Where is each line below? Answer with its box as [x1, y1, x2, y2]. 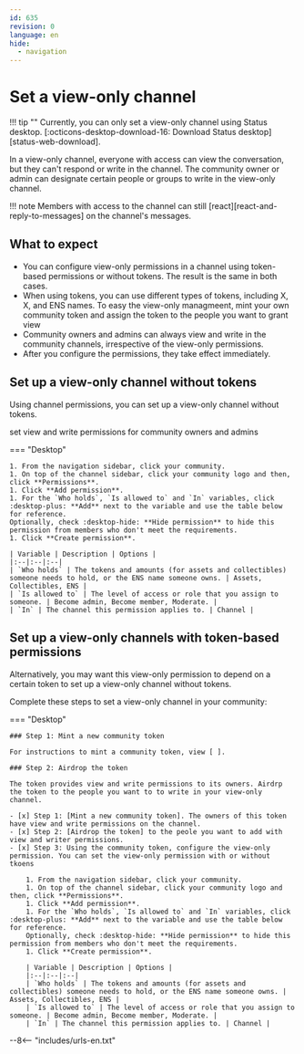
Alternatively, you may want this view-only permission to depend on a [9, 668, 271, 680]
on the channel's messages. [86, 211, 192, 222]
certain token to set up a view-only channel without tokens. [9, 678, 232, 689]
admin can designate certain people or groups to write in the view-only [9, 173, 276, 184]
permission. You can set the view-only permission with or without [9, 851, 271, 861]
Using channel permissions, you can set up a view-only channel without [9, 399, 279, 410]
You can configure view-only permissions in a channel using [22, 261, 249, 272]
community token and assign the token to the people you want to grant [22, 309, 289, 320]
